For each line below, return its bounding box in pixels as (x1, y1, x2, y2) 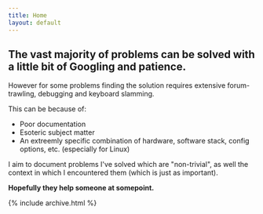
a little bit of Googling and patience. (8, 60, 187, 73)
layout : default (8, 19, 61, 27)
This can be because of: (8, 104, 87, 114)
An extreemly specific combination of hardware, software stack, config (19, 136, 250, 146)
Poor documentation (19, 119, 86, 129)
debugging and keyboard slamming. (38, 89, 155, 99)
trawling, (8, 89, 37, 99)
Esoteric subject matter (19, 128, 96, 137)
